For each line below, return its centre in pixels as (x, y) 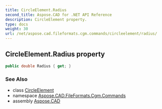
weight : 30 (17, 29)
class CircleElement (33, 90)
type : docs (17, 24)
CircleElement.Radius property (55, 54)
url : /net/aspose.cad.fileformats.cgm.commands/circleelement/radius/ (81, 34)
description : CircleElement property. (46, 19)
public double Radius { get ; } (38, 66)
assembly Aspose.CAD (36, 101)
